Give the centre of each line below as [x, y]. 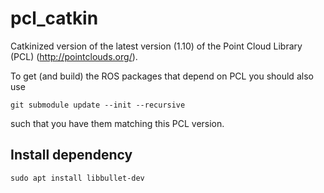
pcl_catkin [54, 18]
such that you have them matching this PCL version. [117, 123]
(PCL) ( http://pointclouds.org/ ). [74, 56]
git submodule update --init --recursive [98, 105]
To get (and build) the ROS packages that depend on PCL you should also [162, 76]
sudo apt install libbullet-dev [77, 178]
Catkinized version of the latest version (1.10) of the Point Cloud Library [156, 46]
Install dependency [71, 155]
